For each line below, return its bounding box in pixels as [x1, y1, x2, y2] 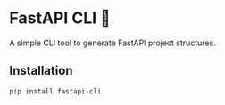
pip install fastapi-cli [9, 86, 102, 96]
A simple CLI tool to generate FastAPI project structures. [9, 37, 216, 48]
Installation [9, 63, 73, 78]
